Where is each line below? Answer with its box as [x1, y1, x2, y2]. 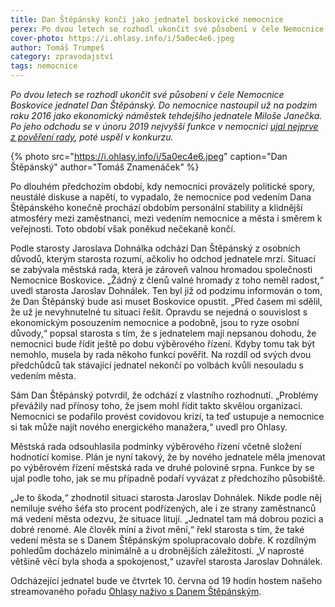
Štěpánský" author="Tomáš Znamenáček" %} [10, 161, 200, 173]
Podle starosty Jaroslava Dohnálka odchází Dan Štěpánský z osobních [10, 242, 301, 254]
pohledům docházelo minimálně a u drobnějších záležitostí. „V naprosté [10, 545, 305, 556]
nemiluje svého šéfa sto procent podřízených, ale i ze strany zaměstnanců [10, 502, 317, 514]
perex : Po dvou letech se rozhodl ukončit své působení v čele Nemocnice [10, 24, 325, 34]
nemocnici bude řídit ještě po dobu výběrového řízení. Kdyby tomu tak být [10, 338, 316, 350]
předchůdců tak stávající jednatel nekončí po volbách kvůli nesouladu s [10, 359, 304, 371]
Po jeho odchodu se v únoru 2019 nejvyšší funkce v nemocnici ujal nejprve [10, 121, 319, 132]
